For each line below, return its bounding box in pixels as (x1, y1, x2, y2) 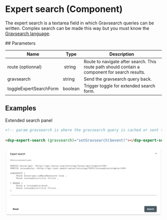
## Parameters (5, 40, 36, 46)
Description (109, 51, 134, 57)
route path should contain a (83, 64, 140, 70)
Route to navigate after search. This (83, 58, 157, 64)
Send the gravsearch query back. (83, 76, 152, 82)
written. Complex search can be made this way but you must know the (5, 25, 150, 31)
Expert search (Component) (5, 3, 123, 15)
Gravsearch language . (5, 30, 51, 36)
